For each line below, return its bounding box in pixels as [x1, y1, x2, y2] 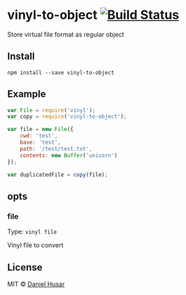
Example [7, 88, 46, 100]
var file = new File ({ [7, 126, 74, 133]
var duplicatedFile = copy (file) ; [7, 171, 109, 178]
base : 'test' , [20, 139, 61, 146]
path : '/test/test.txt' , [20, 145, 93, 152]
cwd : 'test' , [20, 132, 58, 139]
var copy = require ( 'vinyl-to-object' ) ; [7, 113, 128, 121]
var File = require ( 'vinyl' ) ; [7, 107, 96, 114]
